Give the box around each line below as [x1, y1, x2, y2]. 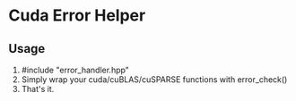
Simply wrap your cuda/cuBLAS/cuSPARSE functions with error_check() [21, 74, 288, 85]
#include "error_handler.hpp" [21, 64, 129, 75]
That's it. [21, 84, 55, 94]
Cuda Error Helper [8, 5, 146, 26]
